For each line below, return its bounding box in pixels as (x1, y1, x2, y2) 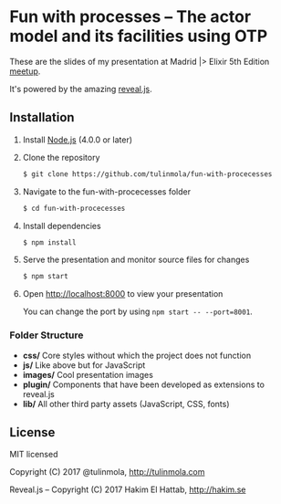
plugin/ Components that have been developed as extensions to (22, 379, 265, 390)
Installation (9, 110, 75, 125)
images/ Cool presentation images (22, 369, 153, 380)
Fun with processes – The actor (9, 6, 252, 27)
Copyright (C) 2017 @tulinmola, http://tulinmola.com (9, 467, 205, 478)
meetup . (9, 66, 41, 77)
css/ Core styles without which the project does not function (22, 350, 252, 361)
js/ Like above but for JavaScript (22, 359, 146, 371)
